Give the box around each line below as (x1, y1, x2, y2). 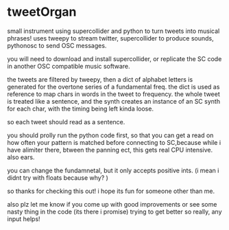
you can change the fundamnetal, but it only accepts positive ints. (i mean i (7, 166, 219, 174)
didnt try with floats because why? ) (7, 173, 108, 182)
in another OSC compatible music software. (7, 62, 130, 70)
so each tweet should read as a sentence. (7, 117, 125, 126)
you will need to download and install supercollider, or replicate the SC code (7, 54, 222, 62)
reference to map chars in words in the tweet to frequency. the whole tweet (7, 90, 221, 98)
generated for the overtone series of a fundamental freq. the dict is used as (7, 82, 220, 91)
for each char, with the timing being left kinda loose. (7, 104, 154, 113)
